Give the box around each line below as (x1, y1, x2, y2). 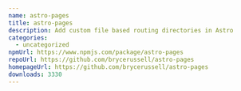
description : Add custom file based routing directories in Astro (8, 26, 234, 34)
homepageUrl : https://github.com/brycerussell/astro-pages (8, 63, 209, 71)
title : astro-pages (8, 19, 73, 27)
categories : (8, 33, 48, 42)
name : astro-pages (8, 11, 69, 20)
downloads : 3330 (8, 70, 62, 78)
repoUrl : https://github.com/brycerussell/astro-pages (8, 56, 195, 64)
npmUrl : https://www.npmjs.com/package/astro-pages (8, 48, 184, 56)
